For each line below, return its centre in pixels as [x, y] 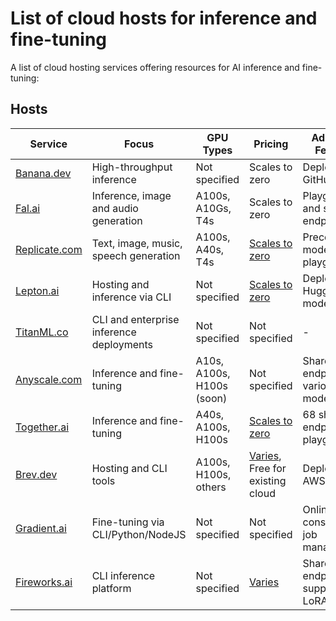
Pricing [271, 144]
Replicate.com [49, 249]
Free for [268, 468]
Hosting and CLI [129, 468]
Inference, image [131, 195]
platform [111, 588]
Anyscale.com [49, 379]
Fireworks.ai [44, 582]
